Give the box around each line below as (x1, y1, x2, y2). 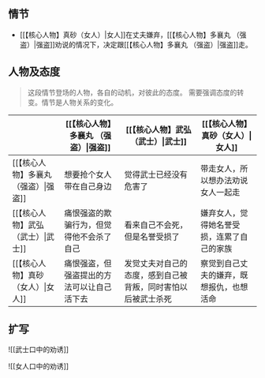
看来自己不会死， (124, 219, 188, 230)
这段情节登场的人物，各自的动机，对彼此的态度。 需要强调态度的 (27, 88, 237, 97)
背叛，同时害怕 (124, 281, 180, 292)
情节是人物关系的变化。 (41, 97, 118, 107)
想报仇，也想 (200, 281, 248, 292)
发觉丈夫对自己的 (124, 257, 188, 268)
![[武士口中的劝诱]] (8, 345, 69, 354)
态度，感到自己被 (124, 269, 188, 280)
